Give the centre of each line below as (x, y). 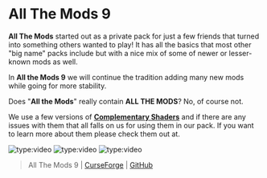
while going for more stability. (58, 86)
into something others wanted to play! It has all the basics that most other (130, 44)
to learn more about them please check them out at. (94, 134)
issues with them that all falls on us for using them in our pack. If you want (131, 125)
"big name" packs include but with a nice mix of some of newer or (118, 53)
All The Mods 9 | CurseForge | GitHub (90, 164)
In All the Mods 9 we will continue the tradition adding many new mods (126, 77)
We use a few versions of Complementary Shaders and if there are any (127, 116)
